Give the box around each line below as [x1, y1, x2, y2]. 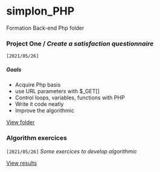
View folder [6, 119, 35, 126]
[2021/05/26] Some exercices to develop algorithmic [6, 147, 137, 155]
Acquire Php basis [14, 81, 61, 88]
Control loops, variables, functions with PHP [14, 94, 125, 101]
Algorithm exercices [6, 134, 68, 142]
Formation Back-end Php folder [6, 24, 85, 31]
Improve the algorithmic [14, 107, 74, 114]
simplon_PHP [6, 4, 75, 18]
